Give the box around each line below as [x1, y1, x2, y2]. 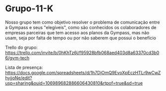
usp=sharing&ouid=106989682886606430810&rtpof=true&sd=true [5, 80, 143, 86]
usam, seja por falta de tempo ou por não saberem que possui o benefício [5, 35, 156, 41]
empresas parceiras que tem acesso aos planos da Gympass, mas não [5, 30, 150, 35]
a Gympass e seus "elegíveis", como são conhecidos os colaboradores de [5, 24, 157, 30]
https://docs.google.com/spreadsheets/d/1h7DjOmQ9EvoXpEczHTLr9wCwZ [5, 69, 161, 75]
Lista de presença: [5, 64, 43, 70]
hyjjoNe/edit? [5, 75, 32, 81]
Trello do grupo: [5, 44, 38, 50]
